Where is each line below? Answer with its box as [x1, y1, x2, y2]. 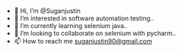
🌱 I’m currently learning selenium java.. [13, 22, 128, 30]
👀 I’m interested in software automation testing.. [13, 14, 155, 22]
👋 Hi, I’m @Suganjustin [13, 7, 81, 15]
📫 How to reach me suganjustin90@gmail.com [13, 37, 152, 45]
